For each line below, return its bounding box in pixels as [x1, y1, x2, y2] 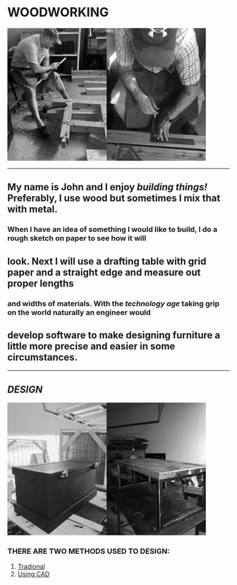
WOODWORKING [7, 4, 109, 21]
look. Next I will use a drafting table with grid [7, 255, 207, 267]
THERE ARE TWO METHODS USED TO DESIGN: [7, 546, 171, 556]
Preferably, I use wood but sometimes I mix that [7, 192, 221, 204]
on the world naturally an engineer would [7, 307, 151, 317]
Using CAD [17, 570, 50, 579]
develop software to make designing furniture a [7, 329, 221, 341]
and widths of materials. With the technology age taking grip [7, 299, 220, 308]
